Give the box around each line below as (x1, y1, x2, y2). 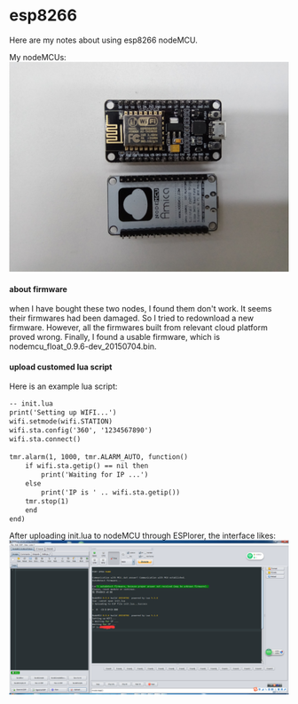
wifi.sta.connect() (9, 435, 82, 444)
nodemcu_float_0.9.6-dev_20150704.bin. (9, 341, 157, 352)
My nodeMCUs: (9, 51, 67, 62)
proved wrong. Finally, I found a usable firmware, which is (9, 332, 220, 343)
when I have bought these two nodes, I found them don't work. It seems (9, 304, 272, 314)
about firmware (9, 283, 68, 294)
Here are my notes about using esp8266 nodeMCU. (9, 35, 198, 45)
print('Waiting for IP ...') (41, 471, 149, 479)
